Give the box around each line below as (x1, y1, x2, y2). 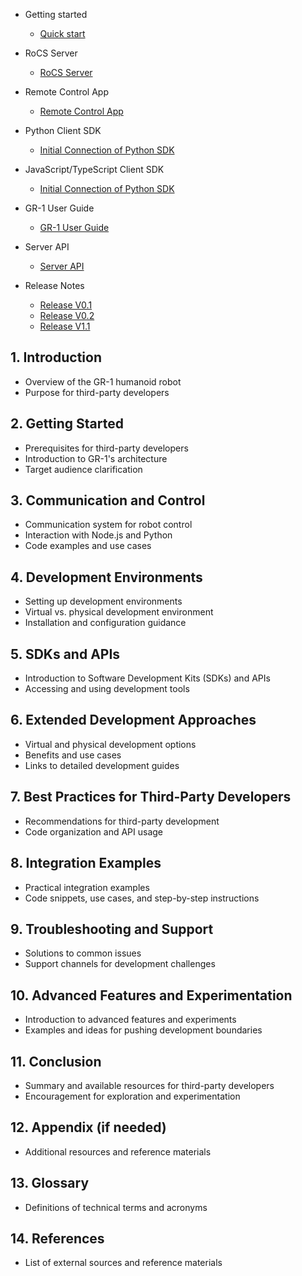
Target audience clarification (24, 463, 143, 475)
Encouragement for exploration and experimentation (24, 1090, 241, 1102)
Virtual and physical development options (24, 738, 197, 750)
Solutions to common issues (24, 947, 142, 959)
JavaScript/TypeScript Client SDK (24, 164, 165, 175)
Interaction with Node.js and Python (24, 529, 173, 541)
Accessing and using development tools (24, 683, 190, 695)
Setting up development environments (24, 595, 183, 608)
